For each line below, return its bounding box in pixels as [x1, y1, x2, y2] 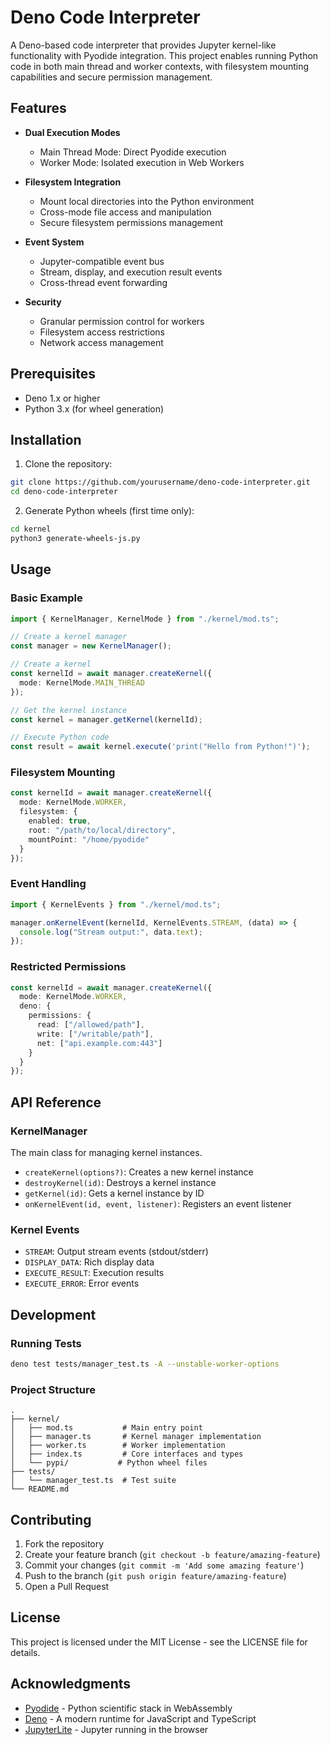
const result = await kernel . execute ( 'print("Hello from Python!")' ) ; [10, 742, 311, 752]
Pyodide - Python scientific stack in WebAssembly [24, 1702, 233, 1714]
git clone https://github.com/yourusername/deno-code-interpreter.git [10, 477, 311, 488]
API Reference [10, 1094, 102, 1111]
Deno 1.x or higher [24, 392, 101, 404]
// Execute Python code [10, 732, 110, 743]
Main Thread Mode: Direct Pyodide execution [39, 146, 227, 158]
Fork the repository [24, 1537, 105, 1550]
